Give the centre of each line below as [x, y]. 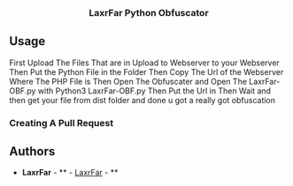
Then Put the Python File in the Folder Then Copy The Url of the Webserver [146, 71]
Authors [32, 152]
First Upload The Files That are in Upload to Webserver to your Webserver [145, 63]
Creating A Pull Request [61, 123]
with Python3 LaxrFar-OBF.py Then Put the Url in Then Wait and [154, 91]
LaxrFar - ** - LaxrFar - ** [70, 173]
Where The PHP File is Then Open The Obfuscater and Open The [128, 81]
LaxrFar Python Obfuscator [149, 12]
